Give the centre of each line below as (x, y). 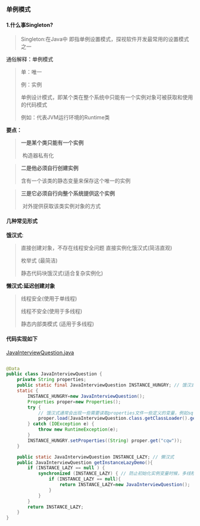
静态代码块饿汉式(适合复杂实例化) (62, 273)
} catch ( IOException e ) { (61, 424)
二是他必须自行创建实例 (49, 168)
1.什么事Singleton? (30, 24)
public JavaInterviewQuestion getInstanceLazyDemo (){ (85, 462)
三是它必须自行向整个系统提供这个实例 (68, 194)
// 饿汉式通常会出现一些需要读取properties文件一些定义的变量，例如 (113, 413)
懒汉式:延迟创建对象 (31, 286)
